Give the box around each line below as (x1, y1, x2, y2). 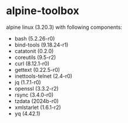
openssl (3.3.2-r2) (14, 85, 59, 92)
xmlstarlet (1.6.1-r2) (14, 104, 62, 111)
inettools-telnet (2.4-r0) (14, 72, 72, 79)
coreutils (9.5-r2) (14, 54, 56, 61)
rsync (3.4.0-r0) (14, 91, 54, 98)
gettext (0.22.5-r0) (14, 66, 60, 73)
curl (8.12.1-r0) (14, 60, 50, 67)
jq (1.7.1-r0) (14, 78, 41, 86)
